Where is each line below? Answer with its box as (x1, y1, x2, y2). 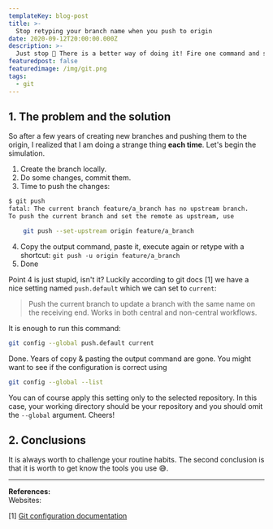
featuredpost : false (8, 58, 79, 66)
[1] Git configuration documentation (8, 511, 128, 521)
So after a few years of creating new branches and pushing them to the (8, 131, 248, 141)
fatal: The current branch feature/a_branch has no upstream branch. (8, 204, 249, 213)
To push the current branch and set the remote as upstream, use (8, 213, 234, 221)
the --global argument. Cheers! (8, 410, 115, 419)
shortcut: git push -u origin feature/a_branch (19, 250, 180, 260)
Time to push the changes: (19, 182, 110, 191)
